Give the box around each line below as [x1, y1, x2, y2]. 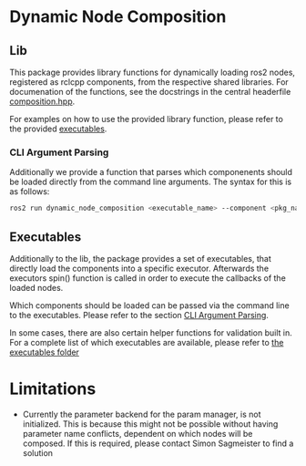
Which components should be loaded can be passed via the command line [9, 299, 290, 311]
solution [22, 447, 53, 458]
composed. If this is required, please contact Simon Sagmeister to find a [22, 438, 294, 449]
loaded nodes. [9, 282, 64, 293]
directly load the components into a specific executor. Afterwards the [9, 263, 270, 274]
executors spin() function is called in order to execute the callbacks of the [9, 272, 287, 284]
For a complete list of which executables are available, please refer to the [9, 337, 284, 347]
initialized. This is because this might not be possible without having [22, 418, 279, 430]
